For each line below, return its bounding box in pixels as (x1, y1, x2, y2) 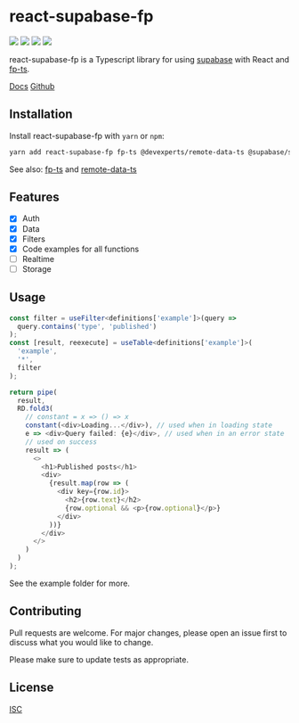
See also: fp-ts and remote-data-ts (9, 163, 138, 175)
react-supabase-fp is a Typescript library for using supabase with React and (9, 53, 290, 64)
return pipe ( (9, 388, 58, 397)
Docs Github (9, 80, 55, 91)
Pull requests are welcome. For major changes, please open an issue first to (9, 627, 287, 638)
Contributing (9, 604, 82, 619)
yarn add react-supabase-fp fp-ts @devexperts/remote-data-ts (9, 147, 245, 157)
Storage (21, 263, 52, 274)
